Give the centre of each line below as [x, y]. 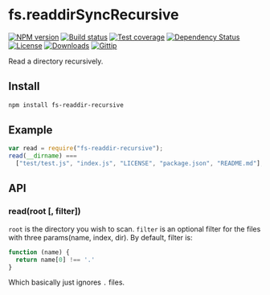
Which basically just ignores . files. [67, 282]
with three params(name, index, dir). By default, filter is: [100, 237]
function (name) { [39, 252]
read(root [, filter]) [45, 211]
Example [31, 130]
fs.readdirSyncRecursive [94, 15]
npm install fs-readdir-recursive [66, 105]
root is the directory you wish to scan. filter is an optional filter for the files [135, 229]
